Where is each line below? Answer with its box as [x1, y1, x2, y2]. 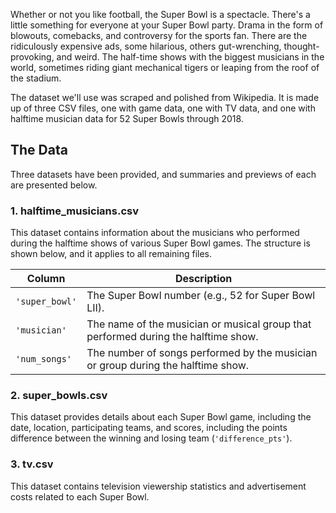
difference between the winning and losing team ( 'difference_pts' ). [10, 432, 293, 444]
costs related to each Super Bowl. [10, 490, 150, 503]
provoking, [10, 51, 55, 63]
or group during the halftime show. [86, 359, 250, 373]
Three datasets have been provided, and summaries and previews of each [10, 168, 317, 180]
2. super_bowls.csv [10, 389, 108, 403]
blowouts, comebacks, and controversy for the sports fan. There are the [10, 30, 308, 41]
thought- [283, 40, 320, 52]
